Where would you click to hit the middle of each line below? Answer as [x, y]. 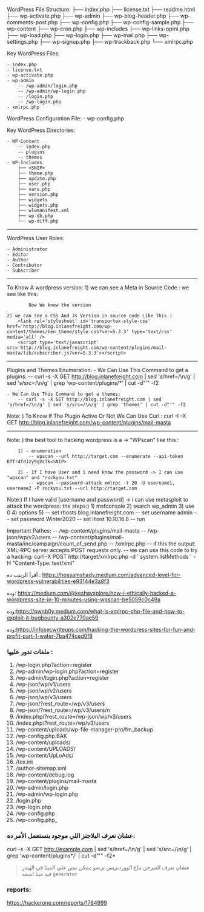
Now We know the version [60, 305]
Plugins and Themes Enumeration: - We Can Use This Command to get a [97, 370]
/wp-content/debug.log [45, 775]
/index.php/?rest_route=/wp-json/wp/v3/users [74, 717]
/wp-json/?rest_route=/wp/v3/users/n [63, 710]
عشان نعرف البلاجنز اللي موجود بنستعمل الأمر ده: [71, 836]
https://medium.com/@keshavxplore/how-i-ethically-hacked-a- [97, 593]
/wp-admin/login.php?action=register [62, 678]
